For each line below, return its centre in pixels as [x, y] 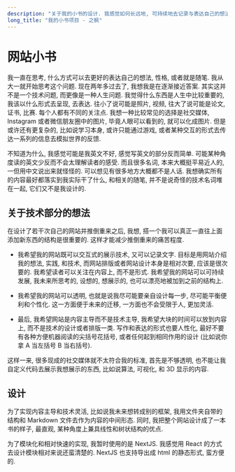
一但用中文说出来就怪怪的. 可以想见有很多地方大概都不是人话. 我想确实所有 [115, 171]
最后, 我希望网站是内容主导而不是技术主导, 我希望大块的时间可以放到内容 [122, 320]
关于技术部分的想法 [49, 213]
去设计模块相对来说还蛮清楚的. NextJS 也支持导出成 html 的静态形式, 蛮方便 [116, 452]
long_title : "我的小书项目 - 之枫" [55, 20]
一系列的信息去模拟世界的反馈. [57, 139]
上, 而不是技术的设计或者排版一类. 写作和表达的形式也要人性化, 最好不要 [121, 328]
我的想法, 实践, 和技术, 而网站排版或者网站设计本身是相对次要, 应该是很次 [122, 264]
